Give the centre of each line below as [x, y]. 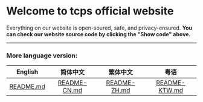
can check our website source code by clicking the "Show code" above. [98, 34]
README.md [27, 87]
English [27, 72]
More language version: [42, 56]
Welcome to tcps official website [90, 11]
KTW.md [170, 91]
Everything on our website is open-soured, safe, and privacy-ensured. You [99, 28]
